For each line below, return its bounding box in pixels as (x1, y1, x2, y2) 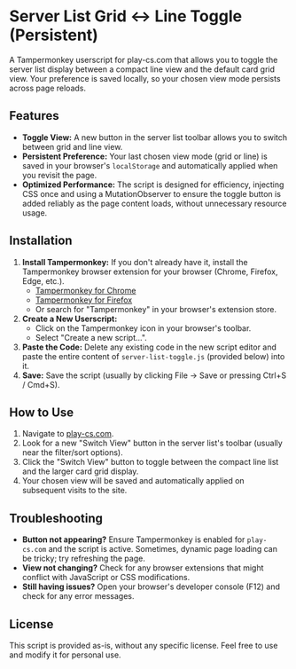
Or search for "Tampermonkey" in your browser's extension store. (35, 303, 277, 314)
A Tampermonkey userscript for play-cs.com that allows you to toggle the (9, 54, 278, 65)
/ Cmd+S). (21, 379, 60, 390)
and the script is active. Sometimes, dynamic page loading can (48, 544, 277, 555)
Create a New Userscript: (21, 313, 118, 324)
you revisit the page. (21, 169, 97, 180)
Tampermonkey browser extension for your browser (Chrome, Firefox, (21, 266, 278, 277)
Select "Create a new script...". (35, 332, 148, 342)
